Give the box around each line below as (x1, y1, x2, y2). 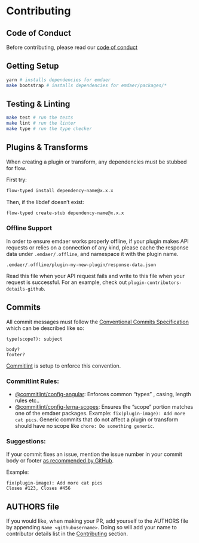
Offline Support (6, 224, 53, 232)
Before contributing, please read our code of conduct (6, 44, 138, 51)
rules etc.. (14, 397, 40, 404)
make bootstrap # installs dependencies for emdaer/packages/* (6, 82, 167, 88)
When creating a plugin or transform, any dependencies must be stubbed (6, 158, 187, 165)
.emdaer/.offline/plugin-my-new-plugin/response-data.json (6, 261, 157, 268)
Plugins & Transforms (6, 142, 88, 153)
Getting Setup (6, 61, 59, 71)
